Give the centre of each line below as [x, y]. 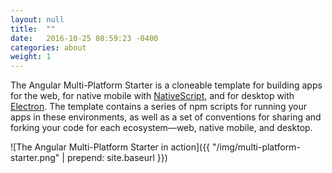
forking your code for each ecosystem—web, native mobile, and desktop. [161, 128]
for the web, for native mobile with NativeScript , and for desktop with [152, 96]
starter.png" [35, 158]
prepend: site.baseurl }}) [117, 158]
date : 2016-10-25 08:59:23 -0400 [84, 38]
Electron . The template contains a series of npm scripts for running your [158, 107]
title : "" [33, 29]
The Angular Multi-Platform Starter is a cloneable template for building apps [166, 85]
